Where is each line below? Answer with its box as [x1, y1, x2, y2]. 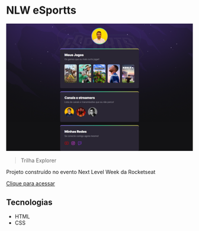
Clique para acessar [6, 180, 55, 187]
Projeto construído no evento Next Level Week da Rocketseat [6, 169, 156, 176]
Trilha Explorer [20, 157, 57, 164]
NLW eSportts [6, 4, 77, 17]
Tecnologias [6, 197, 53, 207]
